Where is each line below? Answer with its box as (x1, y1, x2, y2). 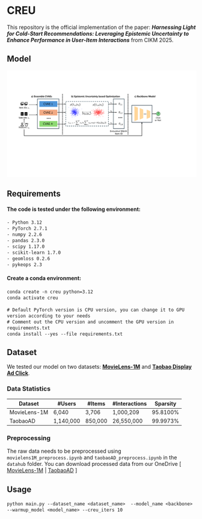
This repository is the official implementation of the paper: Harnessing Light (7, 24, 196, 31)
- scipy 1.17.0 (7, 244, 45, 250)
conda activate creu (7, 295, 59, 301)
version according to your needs (7, 313, 91, 319)
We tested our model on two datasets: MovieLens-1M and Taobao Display (7, 363, 192, 371)
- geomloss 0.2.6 (7, 256, 50, 262)
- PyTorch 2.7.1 (7, 225, 47, 232)
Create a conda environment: (7, 274, 82, 282)
